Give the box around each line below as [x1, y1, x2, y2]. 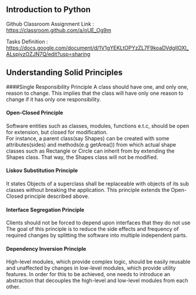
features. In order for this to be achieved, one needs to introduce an [6, 271, 171, 278]
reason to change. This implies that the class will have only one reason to [6, 90, 184, 97]
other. [6, 283, 21, 290]
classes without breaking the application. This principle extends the [6, 187, 170, 194]
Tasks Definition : [6, 38, 48, 45]
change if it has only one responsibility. [6, 95, 101, 102]
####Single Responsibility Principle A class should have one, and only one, [6, 83, 189, 90]
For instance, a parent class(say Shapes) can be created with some [6, 135, 170, 142]
